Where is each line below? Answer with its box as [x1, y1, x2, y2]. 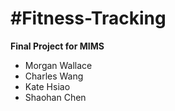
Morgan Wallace [24, 59, 93, 71]
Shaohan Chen [24, 91, 87, 103]
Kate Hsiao [24, 80, 71, 92]
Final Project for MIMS [10, 40, 105, 52]
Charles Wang [24, 70, 84, 82]
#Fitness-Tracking [10, 7, 167, 30]
